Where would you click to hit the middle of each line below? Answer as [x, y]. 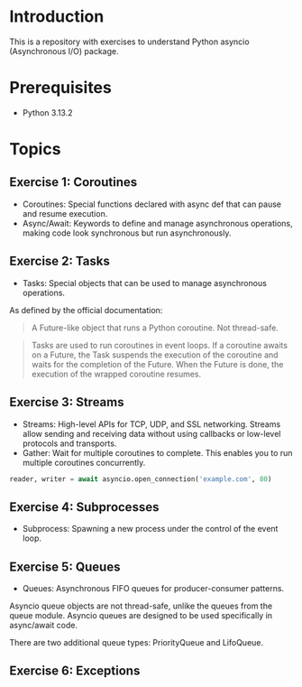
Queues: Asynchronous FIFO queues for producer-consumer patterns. [153, 588]
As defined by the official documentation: [86, 310]
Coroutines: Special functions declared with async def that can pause [152, 204]
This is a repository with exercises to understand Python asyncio [129, 42]
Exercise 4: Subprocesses [84, 507]
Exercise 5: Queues [65, 566]
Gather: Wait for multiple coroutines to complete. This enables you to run [157, 452]
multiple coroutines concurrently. [84, 462]
